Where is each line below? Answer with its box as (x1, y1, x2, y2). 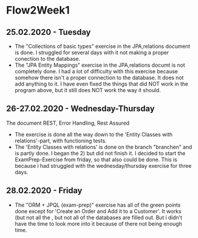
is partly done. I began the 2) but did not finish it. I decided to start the (14, 149, 186, 157)
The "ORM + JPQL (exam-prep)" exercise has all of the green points (14, 201, 181, 208)
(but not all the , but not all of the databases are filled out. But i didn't (14, 214, 183, 221)
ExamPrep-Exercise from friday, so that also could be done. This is (14, 156, 177, 163)
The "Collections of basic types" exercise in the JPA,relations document (14, 43, 190, 50)
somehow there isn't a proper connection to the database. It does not (14, 74, 184, 81)
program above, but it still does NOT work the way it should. (14, 87, 161, 93)
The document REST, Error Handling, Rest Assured (6, 119, 130, 126)
